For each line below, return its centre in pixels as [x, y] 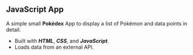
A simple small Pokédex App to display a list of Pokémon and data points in [97, 23]
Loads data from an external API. [54, 47]
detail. [14, 30]
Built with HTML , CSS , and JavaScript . [62, 41]
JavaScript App [35, 10]
